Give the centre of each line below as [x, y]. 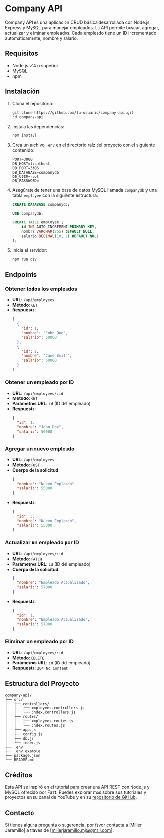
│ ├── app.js [21, 730]
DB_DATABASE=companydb [35, 173]
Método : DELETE [28, 658]
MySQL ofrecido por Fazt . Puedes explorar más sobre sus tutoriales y [76, 792]
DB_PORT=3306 [26, 168]
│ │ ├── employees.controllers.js [45, 708]
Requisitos [22, 54]
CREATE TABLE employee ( [38, 222]
